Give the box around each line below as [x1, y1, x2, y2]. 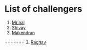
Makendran [11, 30, 35, 35]
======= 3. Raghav [4, 39, 46, 45]
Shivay [11, 24, 26, 30]
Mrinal [11, 19, 25, 25]
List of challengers [4, 3, 82, 15]
